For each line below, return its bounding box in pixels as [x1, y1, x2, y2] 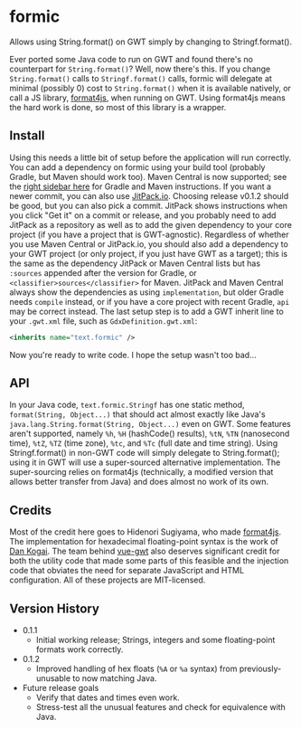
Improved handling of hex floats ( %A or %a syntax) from [35, 663, 238, 675]
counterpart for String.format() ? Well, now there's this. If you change [9, 63, 271, 74]
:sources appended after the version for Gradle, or [9, 267, 197, 278]
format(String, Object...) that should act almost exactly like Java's [9, 409, 266, 420]
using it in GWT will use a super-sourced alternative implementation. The [9, 457, 281, 468]
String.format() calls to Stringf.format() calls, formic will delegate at [9, 72, 273, 83]
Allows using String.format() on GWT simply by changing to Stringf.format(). [9, 36, 292, 47]
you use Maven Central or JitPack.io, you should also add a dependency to [9, 238, 289, 250]
